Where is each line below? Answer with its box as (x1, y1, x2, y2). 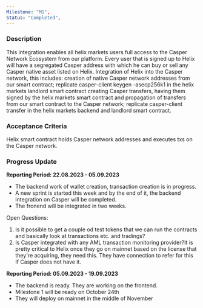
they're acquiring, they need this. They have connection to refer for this (15, 252, 194, 259)
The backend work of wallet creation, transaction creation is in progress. (15, 183, 197, 191)
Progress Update (6, 158, 58, 166)
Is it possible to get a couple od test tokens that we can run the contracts (15, 226, 198, 233)
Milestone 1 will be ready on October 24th (15, 289, 119, 296)
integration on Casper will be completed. (15, 196, 117, 203)
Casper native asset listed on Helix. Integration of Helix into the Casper (6, 68, 183, 75)
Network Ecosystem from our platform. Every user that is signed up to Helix (6, 55, 195, 62)
